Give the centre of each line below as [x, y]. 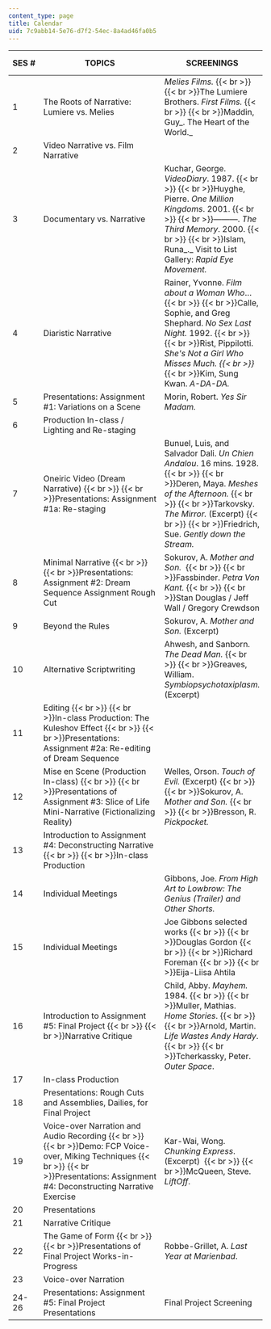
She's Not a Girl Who [204, 354]
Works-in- [113, 1256]
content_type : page [41, 16]
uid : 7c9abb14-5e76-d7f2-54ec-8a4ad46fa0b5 [83, 31]
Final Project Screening [208, 1303]
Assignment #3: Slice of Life [97, 802]
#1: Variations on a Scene [92, 407]
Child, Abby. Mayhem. [206, 986]
